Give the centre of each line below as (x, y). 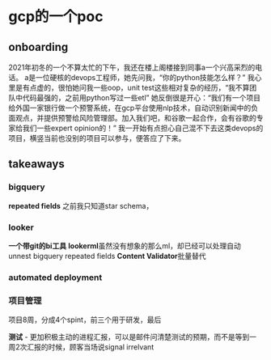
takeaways (36, 164)
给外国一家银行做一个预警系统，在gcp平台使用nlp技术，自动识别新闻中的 (130, 108)
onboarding (38, 47)
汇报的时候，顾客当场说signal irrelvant (91, 347)
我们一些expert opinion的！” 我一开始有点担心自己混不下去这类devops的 (143, 128)
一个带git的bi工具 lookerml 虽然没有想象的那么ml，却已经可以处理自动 (125, 246)
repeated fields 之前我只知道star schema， (81, 205)
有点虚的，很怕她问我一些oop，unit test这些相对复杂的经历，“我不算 (136, 87)
